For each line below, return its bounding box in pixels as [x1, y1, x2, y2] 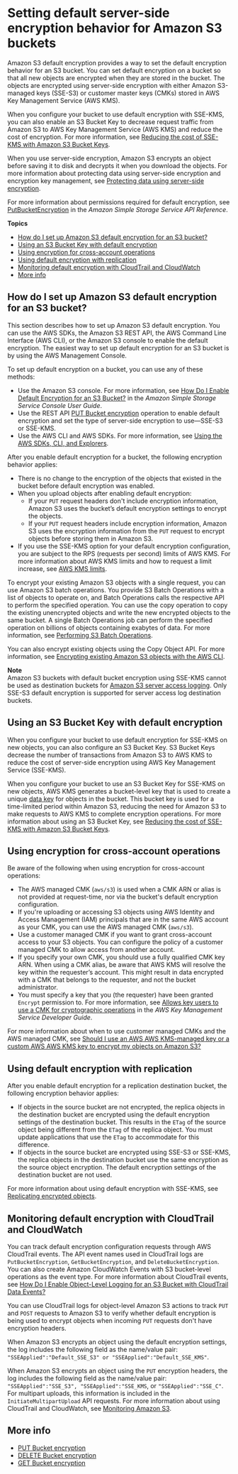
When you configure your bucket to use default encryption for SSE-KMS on [7, 736, 228, 744]
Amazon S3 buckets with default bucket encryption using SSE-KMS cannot [7, 673, 227, 682]
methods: [7, 372, 35, 381]
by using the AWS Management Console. [7, 351, 127, 360]
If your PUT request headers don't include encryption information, [28, 497, 218, 505]
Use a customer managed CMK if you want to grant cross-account [17, 931, 212, 939]
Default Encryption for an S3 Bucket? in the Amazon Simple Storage [17, 394, 217, 402]
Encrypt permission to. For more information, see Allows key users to [17, 998, 219, 1007]
